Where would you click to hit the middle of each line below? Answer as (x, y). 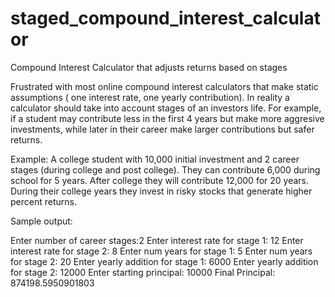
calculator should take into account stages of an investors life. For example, (166, 108)
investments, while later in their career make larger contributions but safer (162, 129)
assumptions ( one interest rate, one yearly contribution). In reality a (150, 97)
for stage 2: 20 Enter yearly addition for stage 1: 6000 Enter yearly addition (164, 261)
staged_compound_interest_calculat (165, 18)
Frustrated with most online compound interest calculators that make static (164, 86)
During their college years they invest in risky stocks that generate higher (161, 191)
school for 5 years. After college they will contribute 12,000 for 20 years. (160, 180)
